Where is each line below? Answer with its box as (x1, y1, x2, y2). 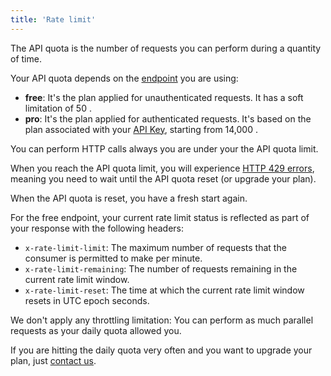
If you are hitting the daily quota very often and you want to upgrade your (10, 344, 313, 356)
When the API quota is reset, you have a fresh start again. (10, 192, 248, 204)
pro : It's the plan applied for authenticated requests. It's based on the (24, 112, 312, 125)
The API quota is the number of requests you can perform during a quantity (10, 42, 322, 54)
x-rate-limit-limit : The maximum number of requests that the (24, 241, 287, 253)
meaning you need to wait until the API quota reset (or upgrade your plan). (10, 172, 317, 185)
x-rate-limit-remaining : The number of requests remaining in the (24, 262, 298, 275)
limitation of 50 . (24, 102, 92, 114)
